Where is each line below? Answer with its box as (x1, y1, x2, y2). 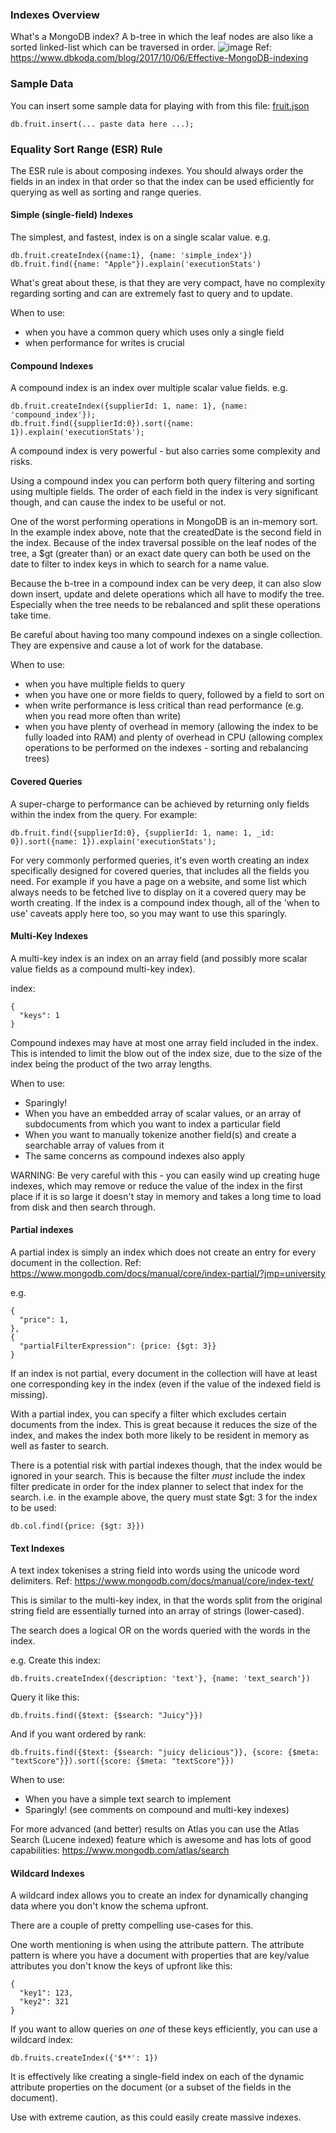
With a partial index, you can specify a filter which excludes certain (10, 1408, 287, 1420)
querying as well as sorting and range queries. (10, 186, 202, 198)
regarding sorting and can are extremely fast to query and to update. (10, 288, 293, 300)
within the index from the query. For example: (10, 808, 198, 820)
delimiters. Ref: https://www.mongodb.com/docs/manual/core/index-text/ (10, 1575, 314, 1587)
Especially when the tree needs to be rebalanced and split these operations (10, 599, 321, 611)
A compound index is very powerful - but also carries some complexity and (10, 445, 321, 457)
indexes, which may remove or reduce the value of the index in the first (10, 1179, 303, 1192)
